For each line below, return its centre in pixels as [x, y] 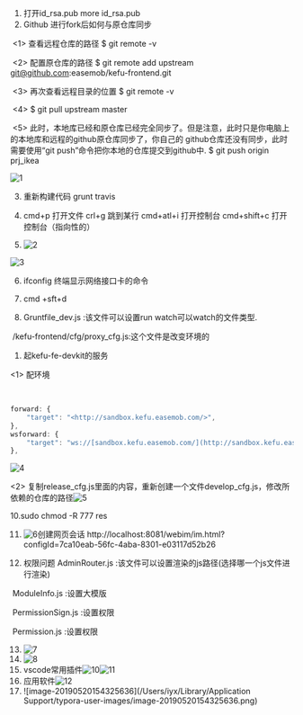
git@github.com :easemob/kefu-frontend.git [91, 73]
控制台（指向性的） [59, 227]
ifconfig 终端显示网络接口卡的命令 [86, 281]
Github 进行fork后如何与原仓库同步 [87, 24]
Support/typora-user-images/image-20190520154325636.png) [140, 701]
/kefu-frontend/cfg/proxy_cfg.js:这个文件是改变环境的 [111, 336]
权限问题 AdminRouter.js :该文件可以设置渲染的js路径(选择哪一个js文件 [152, 563]
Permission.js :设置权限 [55, 631]
